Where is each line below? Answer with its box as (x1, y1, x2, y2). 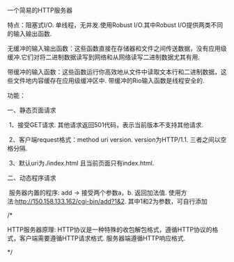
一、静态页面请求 (7, 106, 56, 114)
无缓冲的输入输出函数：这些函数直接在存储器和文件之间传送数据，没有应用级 (7, 44, 227, 52)
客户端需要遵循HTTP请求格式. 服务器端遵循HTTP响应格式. (19, 234, 186, 242)
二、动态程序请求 (7, 174, 56, 182)
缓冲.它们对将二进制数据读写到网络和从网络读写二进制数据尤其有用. (7, 53, 201, 61)
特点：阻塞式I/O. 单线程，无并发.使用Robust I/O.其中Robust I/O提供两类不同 (7, 21, 224, 29)
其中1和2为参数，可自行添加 (127, 197, 208, 205)
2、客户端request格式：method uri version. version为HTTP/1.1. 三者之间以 (8, 136, 221, 144)
